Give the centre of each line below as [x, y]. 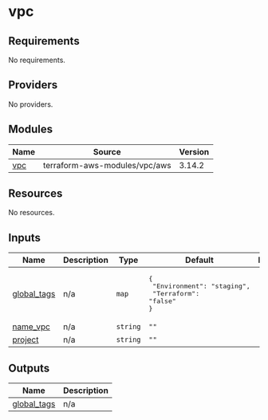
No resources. [32, 213]
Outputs [29, 368]
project [26, 340]
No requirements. [37, 60]
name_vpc [31, 327]
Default [199, 260]
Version [194, 151]
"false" [163, 301]
